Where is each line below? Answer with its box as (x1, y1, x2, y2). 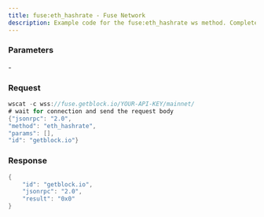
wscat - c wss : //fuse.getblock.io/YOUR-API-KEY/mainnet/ (8, 100, 195, 108)
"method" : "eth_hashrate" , (8, 122, 97, 130)
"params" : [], (8, 129, 55, 138)
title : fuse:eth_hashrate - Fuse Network (8, 11, 146, 20)
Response (8, 155, 47, 166)
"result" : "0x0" (22, 195, 76, 203)
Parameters (8, 45, 53, 56)
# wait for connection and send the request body (8, 107, 174, 115)
